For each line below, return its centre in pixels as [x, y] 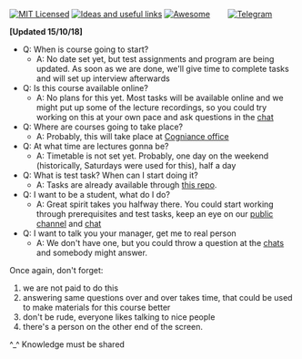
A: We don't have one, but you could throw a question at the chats [160, 243]
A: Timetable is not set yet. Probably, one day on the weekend [152, 156]
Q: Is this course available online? [85, 88]
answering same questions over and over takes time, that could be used [157, 297]
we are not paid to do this [70, 288]
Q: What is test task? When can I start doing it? [110, 175]
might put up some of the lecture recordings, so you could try [151, 108]
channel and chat [69, 224]
